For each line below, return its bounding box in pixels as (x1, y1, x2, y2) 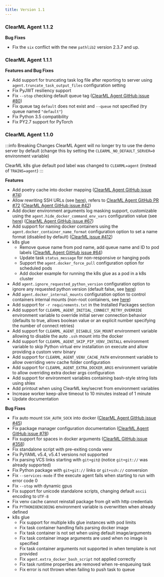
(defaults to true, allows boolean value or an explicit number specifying (12, 317, 156, 323)
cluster (19, 275, 34, 281)
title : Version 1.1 (5, 7, 45, 12)
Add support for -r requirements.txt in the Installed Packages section (12, 302, 155, 307)
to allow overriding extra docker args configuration (12, 369, 115, 375)
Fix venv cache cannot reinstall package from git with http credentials (12, 498, 153, 504)
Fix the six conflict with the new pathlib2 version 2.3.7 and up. (12, 44, 140, 50)
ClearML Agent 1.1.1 (5, 56, 52, 63)
